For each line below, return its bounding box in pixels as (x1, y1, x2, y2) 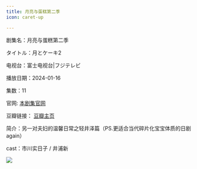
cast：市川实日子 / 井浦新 (6, 145, 68, 152)
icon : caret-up (6, 14, 44, 20)
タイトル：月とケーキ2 (6, 49, 62, 56)
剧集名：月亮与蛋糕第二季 (6, 36, 69, 43)
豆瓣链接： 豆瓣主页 (6, 112, 55, 119)
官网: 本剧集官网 (6, 99, 46, 107)
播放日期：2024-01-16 (6, 74, 61, 81)
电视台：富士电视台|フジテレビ (6, 62, 81, 69)
